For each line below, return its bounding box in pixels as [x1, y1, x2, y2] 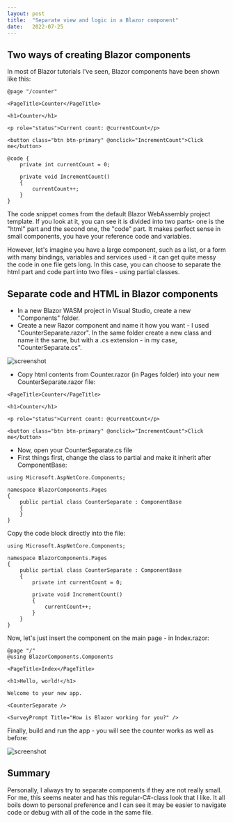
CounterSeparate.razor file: [17, 378, 96, 386]
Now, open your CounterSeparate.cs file [17, 446, 133, 454]
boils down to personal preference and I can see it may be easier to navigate [7, 801, 227, 809]
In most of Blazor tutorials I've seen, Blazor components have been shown [7, 67, 220, 76]
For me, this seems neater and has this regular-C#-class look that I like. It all [7, 793, 225, 801]
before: [7, 734, 29, 742]
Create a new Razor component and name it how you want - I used [17, 321, 209, 329]
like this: [7, 74, 31, 83]
